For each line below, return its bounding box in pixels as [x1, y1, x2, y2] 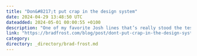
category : [6, 36, 30, 41]
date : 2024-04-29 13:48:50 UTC [6, 14, 83, 20]
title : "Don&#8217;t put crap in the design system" [6, 8, 138, 15]
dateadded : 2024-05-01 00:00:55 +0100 [6, 19, 101, 25]
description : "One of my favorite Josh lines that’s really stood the [6, 24, 182, 31]
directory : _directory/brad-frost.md [6, 41, 98, 47]
